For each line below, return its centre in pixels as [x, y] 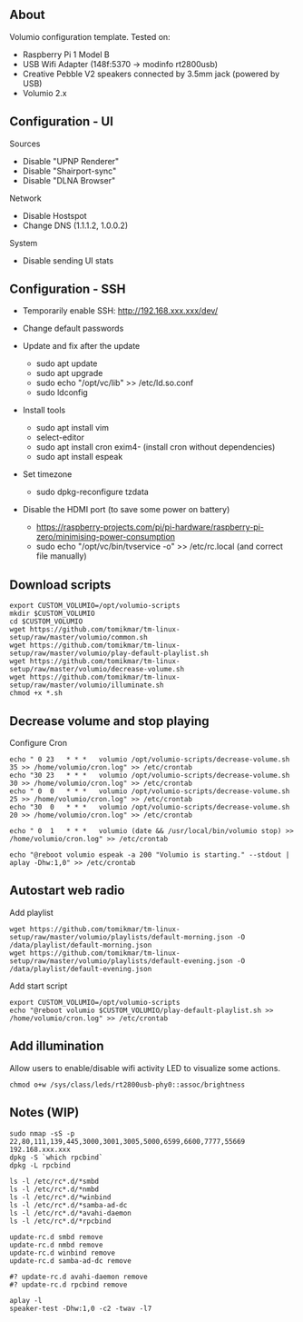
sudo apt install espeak [79, 457]
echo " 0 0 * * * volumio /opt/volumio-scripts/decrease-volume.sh [150, 791]
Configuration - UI [61, 122]
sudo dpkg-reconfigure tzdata [93, 492]
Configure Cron [39, 743]
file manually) [62, 556]
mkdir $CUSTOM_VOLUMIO [52, 614]
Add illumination [57, 1046]
